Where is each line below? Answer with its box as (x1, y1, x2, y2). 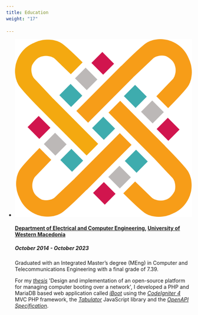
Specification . (14, 302, 49, 310)
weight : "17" (6, 15, 38, 22)
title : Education (6, 9, 49, 15)
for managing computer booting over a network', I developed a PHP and (14, 284, 190, 291)
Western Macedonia (14, 231, 66, 238)
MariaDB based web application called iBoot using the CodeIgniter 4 (14, 290, 181, 297)
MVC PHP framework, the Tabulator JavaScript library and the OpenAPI (14, 296, 189, 303)
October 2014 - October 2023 (14, 244, 90, 251)
